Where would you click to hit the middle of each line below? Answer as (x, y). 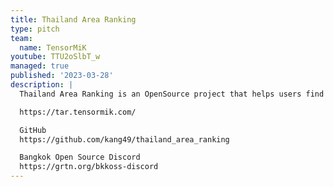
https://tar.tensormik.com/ (78, 112)
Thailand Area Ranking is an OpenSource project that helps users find (172, 94)
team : (21, 38)
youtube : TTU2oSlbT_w (55, 57)
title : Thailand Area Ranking (73, 19)
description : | (42, 85)
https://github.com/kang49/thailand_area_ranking (124, 139)
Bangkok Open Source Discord (80, 157)
